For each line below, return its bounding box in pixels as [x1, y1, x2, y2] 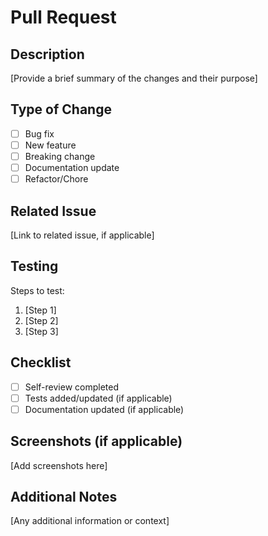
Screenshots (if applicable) [10, 433, 183, 450]
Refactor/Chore [24, 173, 89, 185]
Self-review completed [24, 381, 119, 393]
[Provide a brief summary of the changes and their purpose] [10, 72, 258, 84]
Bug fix [24, 127, 55, 140]
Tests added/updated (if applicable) [24, 392, 173, 404]
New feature [24, 139, 77, 151]
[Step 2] [24, 314, 59, 326]
